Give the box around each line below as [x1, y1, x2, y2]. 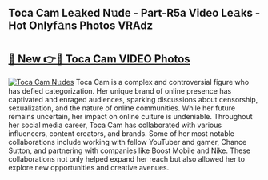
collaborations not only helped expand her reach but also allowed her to [8, 154, 246, 163]
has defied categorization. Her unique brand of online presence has [8, 86, 232, 95]
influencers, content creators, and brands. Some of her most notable [8, 129, 234, 138]
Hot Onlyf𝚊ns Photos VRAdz [8, 19, 154, 33]
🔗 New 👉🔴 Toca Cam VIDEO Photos [8, 52, 190, 66]
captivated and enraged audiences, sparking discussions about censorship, [8, 95, 258, 104]
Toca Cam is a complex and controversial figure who [75, 78, 250, 86]
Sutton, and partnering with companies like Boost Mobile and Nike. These [8, 146, 250, 155]
